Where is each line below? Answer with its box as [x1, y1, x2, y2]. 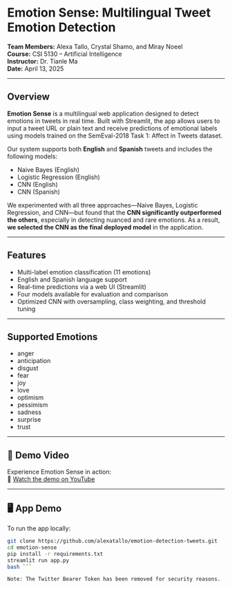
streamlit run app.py [7, 557, 70, 564]
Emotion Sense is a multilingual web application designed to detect [7, 109, 199, 118]
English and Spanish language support [17, 275, 128, 283]
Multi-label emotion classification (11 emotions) [17, 268, 151, 276]
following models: [7, 152, 57, 160]
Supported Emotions [7, 330, 98, 343]
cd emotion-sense [7, 544, 57, 551]
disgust [17, 364, 39, 373]
